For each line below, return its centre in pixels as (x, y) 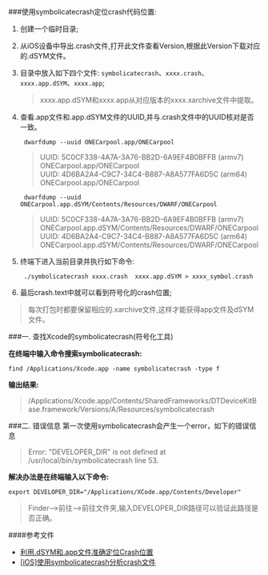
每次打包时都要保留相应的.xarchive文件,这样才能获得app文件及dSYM (141, 310)
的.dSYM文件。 (45, 56)
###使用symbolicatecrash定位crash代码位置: (83, 12)
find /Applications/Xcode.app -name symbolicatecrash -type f (114, 369)
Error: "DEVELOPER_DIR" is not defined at (97, 452)
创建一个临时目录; (49, 29)
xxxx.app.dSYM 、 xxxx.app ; (62, 83)
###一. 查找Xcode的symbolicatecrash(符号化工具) (91, 336)
